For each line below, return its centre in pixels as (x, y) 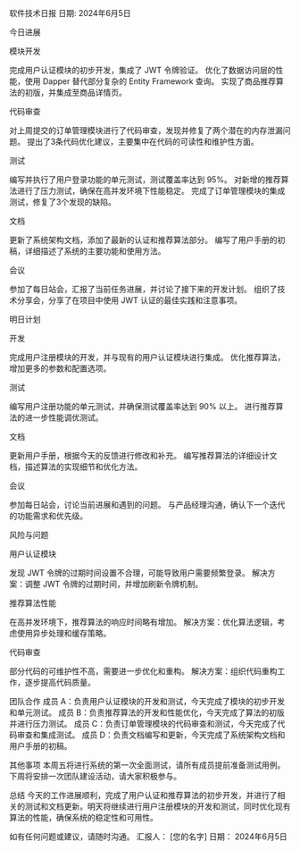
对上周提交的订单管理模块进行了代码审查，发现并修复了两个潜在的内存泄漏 (146, 130)
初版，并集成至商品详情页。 (75, 93)
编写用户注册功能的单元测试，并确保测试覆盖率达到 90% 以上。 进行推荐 (143, 406)
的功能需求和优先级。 (48, 516)
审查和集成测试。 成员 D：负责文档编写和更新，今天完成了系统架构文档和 (151, 735)
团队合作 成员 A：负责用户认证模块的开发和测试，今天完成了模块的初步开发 (147, 701)
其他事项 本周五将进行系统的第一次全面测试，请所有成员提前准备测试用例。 (147, 765)
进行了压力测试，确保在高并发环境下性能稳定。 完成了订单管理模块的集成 (151, 191)
